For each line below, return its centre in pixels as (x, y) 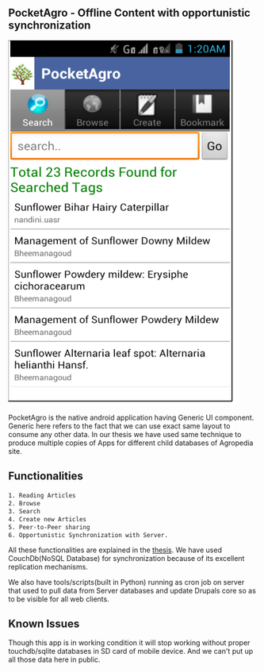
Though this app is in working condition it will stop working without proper (129, 643)
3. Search (25, 511)
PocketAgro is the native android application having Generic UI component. (131, 417)
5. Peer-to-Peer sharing (49, 527)
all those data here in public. (54, 660)
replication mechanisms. (48, 566)
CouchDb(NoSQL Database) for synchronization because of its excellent (126, 558)
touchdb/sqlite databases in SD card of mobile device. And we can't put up (131, 651)
